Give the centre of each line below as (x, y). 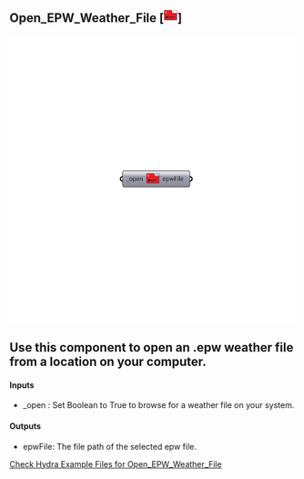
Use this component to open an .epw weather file (152, 347)
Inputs (22, 385)
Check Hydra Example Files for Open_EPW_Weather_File (116, 464)
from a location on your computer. (108, 362)
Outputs (25, 426)
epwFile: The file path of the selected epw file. (110, 446)
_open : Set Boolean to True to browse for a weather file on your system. (158, 405)
